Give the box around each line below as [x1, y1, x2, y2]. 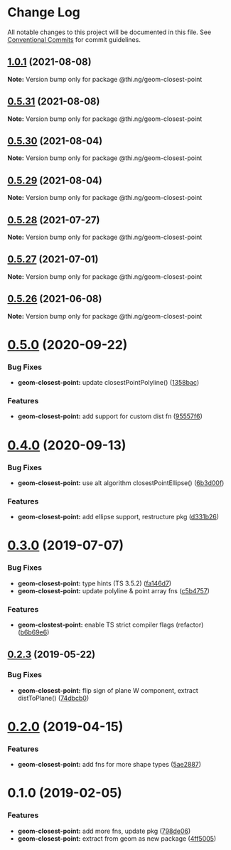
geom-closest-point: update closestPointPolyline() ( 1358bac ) [17, 378, 200, 387]
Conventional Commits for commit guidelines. [7, 35, 141, 43]
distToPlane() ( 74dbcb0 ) [17, 694, 90, 702]
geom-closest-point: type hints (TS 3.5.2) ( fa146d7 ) [17, 579, 172, 588]
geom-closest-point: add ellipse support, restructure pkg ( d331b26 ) [17, 513, 219, 521]
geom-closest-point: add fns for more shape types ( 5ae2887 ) [17, 760, 201, 769]
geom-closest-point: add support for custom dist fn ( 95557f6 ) [17, 412, 203, 420]
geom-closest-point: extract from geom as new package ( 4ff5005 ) [17, 834, 217, 843]
